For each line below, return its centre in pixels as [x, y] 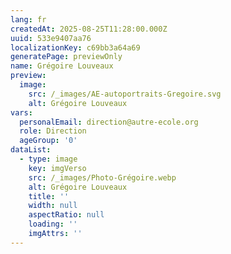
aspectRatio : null [66, 215]
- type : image [48, 159]
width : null [53, 206]
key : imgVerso [57, 168]
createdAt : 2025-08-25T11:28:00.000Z [89, 29]
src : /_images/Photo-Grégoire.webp [102, 177]
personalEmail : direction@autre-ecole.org [109, 122]
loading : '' [53, 224]
